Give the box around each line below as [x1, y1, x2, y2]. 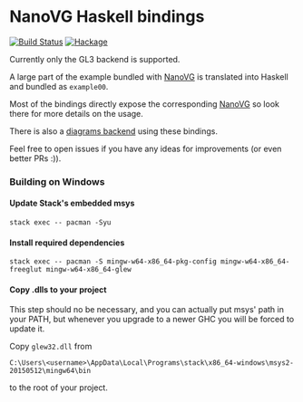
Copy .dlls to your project [9, 283, 107, 295]
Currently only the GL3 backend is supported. [9, 53, 181, 64]
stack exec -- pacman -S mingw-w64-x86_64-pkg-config [9, 257, 218, 266]
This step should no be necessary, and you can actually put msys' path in [9, 304, 284, 315]
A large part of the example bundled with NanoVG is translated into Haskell [9, 71, 288, 82]
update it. [9, 323, 45, 334]
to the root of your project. [9, 382, 109, 393]
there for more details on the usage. [9, 108, 143, 119]
